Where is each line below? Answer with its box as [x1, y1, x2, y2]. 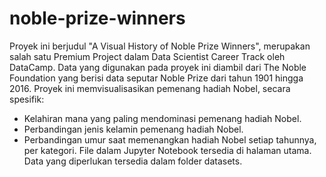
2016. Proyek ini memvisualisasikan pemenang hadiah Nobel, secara [9, 82, 291, 94]
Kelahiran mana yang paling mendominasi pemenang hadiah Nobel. [23, 112, 302, 124]
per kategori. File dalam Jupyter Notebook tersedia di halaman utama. [23, 144, 312, 156]
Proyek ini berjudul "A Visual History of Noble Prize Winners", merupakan [9, 40, 311, 52]
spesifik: [9, 93, 45, 105]
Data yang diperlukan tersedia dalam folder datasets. [23, 155, 243, 167]
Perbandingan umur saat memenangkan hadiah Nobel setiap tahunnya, [23, 133, 317, 146]
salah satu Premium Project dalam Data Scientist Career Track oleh [9, 50, 286, 62]
